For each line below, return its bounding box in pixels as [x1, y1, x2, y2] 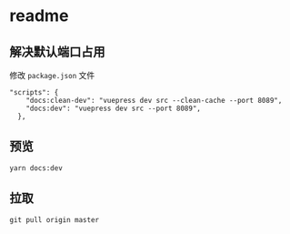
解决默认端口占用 [9, 44, 105, 59]
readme [9, 5, 69, 26]
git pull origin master [9, 215, 100, 224]
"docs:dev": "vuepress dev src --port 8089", [25, 104, 202, 113]
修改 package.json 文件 [9, 70, 95, 80]
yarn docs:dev [9, 163, 64, 173]
